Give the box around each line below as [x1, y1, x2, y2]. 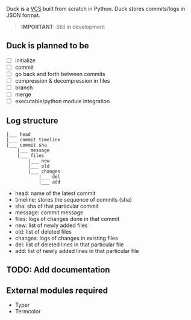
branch [14, 84, 33, 91]
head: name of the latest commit [14, 190, 96, 197]
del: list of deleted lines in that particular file [14, 241, 124, 248]
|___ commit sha [6, 142, 47, 149]
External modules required [6, 285, 108, 295]
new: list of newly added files [14, 222, 88, 229]
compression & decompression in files [14, 77, 110, 84]
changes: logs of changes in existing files [14, 235, 119, 242]
